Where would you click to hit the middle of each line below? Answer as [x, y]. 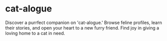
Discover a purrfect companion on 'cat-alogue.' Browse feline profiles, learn [83, 22]
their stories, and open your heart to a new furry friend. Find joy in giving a [82, 27]
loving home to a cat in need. [35, 33]
